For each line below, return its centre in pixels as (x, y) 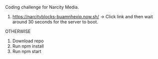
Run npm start (27, 51)
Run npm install (28, 46)
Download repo (28, 41)
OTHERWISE (18, 31)
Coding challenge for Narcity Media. (42, 7)
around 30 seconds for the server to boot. (55, 22)
